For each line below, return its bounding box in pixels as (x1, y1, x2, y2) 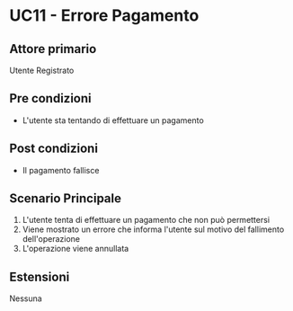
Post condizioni (9, 141, 99, 156)
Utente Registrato (9, 65, 75, 76)
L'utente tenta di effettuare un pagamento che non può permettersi (22, 215, 271, 226)
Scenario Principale (9, 191, 121, 207)
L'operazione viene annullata (22, 244, 129, 254)
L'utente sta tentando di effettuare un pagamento (22, 114, 204, 126)
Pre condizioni (9, 91, 92, 106)
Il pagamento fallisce (22, 164, 100, 175)
